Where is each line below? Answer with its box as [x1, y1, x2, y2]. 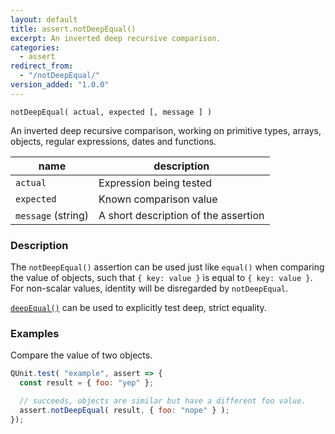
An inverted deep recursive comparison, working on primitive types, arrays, [10, 124, 322, 136]
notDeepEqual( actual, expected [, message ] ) [10, 107, 213, 117]
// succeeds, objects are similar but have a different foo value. [19, 396, 307, 406]
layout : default [10, 14, 78, 25]
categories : [10, 42, 60, 53]
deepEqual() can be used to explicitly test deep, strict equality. [10, 302, 267, 314]
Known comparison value [98, 192, 218, 206]
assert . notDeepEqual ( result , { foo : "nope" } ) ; [19, 405, 230, 415]
